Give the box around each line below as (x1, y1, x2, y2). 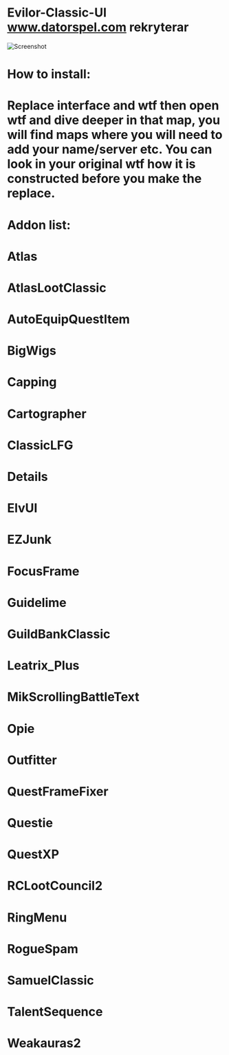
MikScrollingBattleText (7, 690, 140, 705)
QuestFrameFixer (7, 783, 109, 799)
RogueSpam (7, 941, 79, 957)
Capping (7, 374, 57, 390)
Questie (7, 816, 54, 831)
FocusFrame (7, 563, 80, 579)
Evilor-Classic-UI (7, 5, 107, 21)
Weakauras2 (7, 1036, 81, 1051)
